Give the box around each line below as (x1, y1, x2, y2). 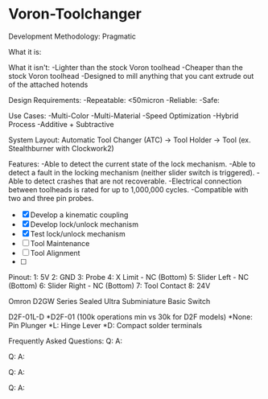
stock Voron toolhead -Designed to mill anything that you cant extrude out (8, 71, 254, 80)
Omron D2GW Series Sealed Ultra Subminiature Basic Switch (8, 296, 211, 306)
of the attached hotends (8, 80, 89, 89)
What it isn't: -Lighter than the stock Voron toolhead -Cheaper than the (8, 62, 243, 72)
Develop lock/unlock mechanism (30, 219, 139, 229)
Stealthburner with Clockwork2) (8, 143, 114, 153)
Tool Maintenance (30, 238, 90, 248)
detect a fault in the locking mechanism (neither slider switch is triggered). (8, 167, 255, 177)
